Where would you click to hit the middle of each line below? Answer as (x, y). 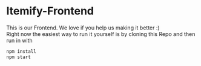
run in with (20, 40)
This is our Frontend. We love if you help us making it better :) (83, 28)
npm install (21, 51)
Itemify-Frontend (50, 11)
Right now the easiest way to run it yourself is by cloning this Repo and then (101, 34)
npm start (19, 57)
